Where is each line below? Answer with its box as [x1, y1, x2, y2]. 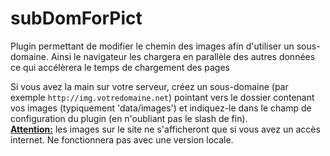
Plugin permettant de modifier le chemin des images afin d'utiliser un [10, 40, 295, 52]
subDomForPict [10, 7, 143, 30]
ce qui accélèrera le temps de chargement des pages [10, 61, 230, 73]
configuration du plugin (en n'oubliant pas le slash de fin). [10, 112, 248, 124]
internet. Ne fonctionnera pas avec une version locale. [10, 133, 234, 146]
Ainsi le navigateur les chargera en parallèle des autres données [50, 50, 316, 62]
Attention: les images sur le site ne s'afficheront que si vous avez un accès [10, 123, 321, 135]
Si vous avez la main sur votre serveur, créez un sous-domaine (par [10, 80, 289, 92]
